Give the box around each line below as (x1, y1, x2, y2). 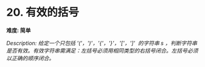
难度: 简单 (6, 27, 31, 34)
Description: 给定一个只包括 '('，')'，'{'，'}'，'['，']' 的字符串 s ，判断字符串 (6, 39, 198, 46)
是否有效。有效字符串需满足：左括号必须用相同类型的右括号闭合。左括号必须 (6, 46, 198, 54)
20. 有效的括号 (6, 5, 79, 19)
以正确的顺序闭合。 (6, 54, 55, 62)
